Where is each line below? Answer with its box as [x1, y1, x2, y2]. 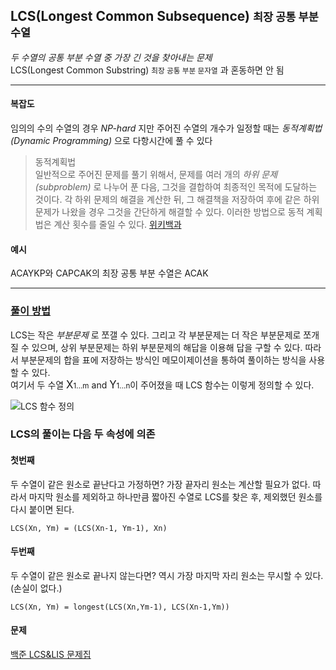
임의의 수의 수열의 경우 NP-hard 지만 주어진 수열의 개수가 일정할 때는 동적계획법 [10, 122, 323, 134]
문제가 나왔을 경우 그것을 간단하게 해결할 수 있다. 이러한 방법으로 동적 [34, 206, 305, 218]
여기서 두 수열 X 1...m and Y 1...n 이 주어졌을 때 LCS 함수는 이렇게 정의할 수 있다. [10, 377, 315, 391]
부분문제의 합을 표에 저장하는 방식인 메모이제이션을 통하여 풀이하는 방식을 [20, 354, 307, 366]
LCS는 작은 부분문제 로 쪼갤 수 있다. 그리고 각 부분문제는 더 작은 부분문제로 [10, 329, 302, 341]
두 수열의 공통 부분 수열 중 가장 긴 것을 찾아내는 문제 [10, 51, 213, 63]
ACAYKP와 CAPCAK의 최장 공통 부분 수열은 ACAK [10, 267, 209, 279]
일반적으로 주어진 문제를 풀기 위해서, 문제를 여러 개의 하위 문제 [34, 169, 278, 181]
